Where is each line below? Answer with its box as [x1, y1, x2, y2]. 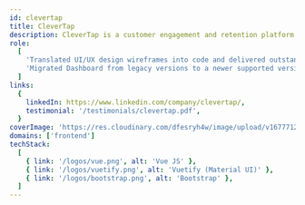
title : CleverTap [9, 22, 75, 31]
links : [9, 81, 34, 90]
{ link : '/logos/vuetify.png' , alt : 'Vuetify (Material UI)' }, [25, 165, 274, 174]
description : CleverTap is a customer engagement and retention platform [9, 30, 295, 39]
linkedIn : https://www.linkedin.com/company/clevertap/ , [25, 97, 246, 107]
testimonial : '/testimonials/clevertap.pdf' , [25, 106, 202, 115]
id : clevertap [9, 13, 64, 23]
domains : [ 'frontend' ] [9, 132, 95, 141]
